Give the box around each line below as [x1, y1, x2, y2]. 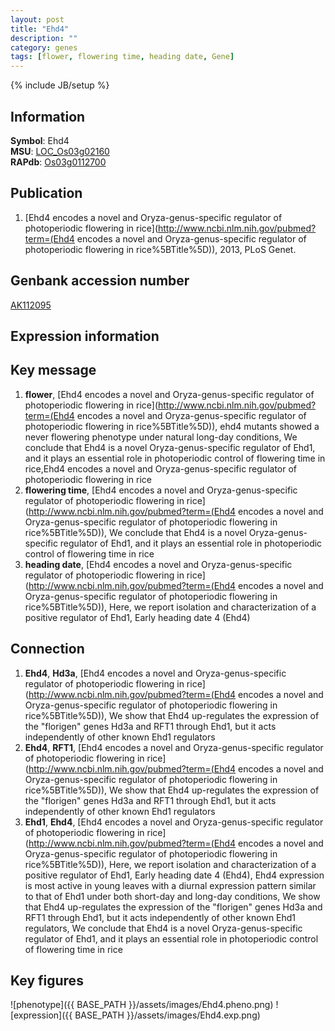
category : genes [10, 42, 78, 53]
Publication [10, 185, 83, 202]
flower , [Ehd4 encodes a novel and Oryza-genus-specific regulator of [24, 388, 315, 400]
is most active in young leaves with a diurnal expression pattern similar [24, 879, 317, 891]
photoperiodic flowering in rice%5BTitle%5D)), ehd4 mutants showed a [24, 420, 320, 432]
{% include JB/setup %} [10, 79, 110, 91]
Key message [10, 362, 97, 379]
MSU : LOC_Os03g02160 [10, 145, 110, 157]
